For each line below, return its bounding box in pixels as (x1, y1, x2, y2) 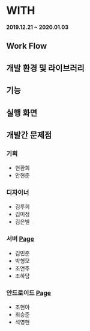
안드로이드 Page (6, 288, 52, 297)
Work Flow (6, 41, 47, 51)
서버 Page (6, 235, 34, 243)
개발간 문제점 (6, 130, 52, 140)
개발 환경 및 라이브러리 (6, 63, 85, 73)
